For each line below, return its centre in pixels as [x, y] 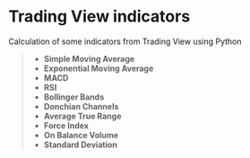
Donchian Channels [81, 106]
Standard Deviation [80, 145]
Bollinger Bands [74, 97]
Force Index [66, 125]
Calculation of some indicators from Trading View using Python [125, 41]
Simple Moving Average [89, 58]
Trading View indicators [99, 17]
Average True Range [82, 116]
